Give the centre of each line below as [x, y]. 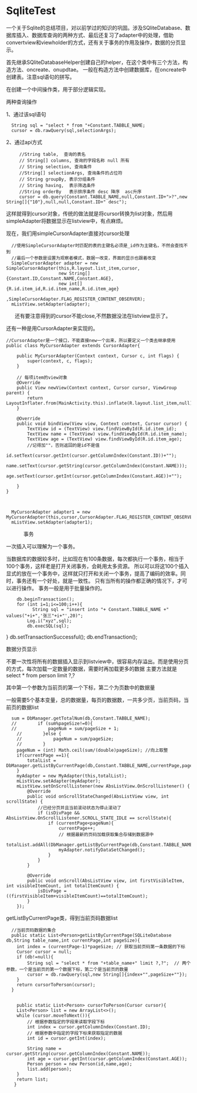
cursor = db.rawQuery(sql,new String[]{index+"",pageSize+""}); [107, 975]
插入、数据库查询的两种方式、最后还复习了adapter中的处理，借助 [95, 35]
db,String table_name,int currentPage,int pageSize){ [73, 940]
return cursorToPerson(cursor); [56, 985]
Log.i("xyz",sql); [50, 621]
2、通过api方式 [24, 142]
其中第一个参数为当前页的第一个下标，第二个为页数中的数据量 [81, 687]
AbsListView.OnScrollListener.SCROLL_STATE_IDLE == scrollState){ [89, 818]
